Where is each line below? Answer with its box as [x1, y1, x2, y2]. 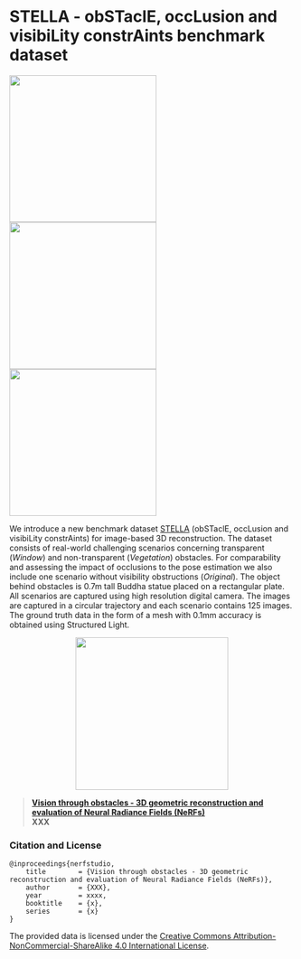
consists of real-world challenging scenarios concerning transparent [9, 542, 265, 553]
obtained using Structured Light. [9, 619, 130, 630]
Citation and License [9, 839, 102, 851]
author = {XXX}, [25, 883, 111, 892]
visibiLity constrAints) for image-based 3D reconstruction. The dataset [9, 532, 273, 543]
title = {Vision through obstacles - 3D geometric [25, 868, 249, 877]
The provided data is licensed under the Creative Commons [9, 931, 232, 942]
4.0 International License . [114, 940, 210, 951]
